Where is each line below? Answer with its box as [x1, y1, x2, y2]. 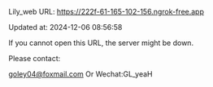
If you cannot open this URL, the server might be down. [8, 38, 193, 48]
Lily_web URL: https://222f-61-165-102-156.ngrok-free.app [8, 7, 205, 16]
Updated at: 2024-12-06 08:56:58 [8, 23, 123, 31]
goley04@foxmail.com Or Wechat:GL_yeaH [8, 69, 153, 79]
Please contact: [8, 54, 61, 63]
